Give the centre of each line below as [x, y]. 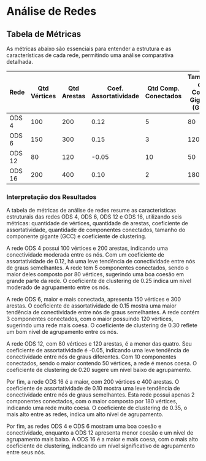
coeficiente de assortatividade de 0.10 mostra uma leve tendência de [93, 389]
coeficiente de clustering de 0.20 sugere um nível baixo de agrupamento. [99, 370]
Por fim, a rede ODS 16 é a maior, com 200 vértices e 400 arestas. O [93, 382]
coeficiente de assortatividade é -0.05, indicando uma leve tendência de [98, 351]
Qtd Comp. [163, 88]
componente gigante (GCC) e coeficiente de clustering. [76, 236]
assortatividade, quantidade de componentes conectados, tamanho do [96, 230]
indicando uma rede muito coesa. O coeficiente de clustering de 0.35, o [97, 408]
